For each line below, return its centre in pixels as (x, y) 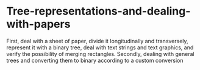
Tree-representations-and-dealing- (98, 11)
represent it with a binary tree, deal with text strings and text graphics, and (100, 47)
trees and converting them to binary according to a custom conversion (95, 60)
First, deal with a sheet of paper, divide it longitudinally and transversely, (97, 41)
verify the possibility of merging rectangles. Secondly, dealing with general (100, 54)
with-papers (38, 24)
